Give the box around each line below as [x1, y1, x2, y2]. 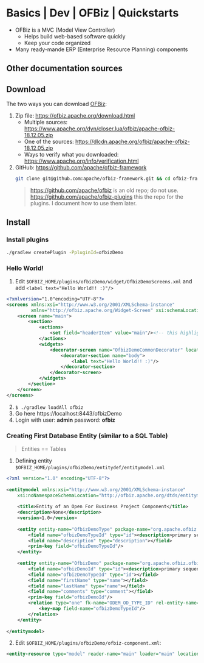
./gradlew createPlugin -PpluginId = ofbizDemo [6, 249, 123, 255]
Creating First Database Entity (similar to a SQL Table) [6, 431, 168, 440]
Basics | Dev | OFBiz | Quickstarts [6, 6, 179, 20]
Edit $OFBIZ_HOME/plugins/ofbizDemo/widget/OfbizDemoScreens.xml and [15, 277, 192, 285]
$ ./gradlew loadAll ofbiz [15, 404, 84, 411]
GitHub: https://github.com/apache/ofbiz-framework [15, 164, 147, 171]
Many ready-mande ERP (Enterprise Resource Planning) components [15, 46, 188, 53]
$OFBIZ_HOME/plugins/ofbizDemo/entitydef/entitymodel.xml [15, 464, 165, 470]
